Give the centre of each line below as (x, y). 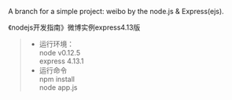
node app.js (58, 87)
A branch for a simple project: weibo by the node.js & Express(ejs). (116, 11)
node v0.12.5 (60, 53)
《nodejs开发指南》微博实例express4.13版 (74, 27)
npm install (57, 79)
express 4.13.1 (61, 61)
